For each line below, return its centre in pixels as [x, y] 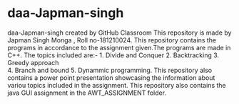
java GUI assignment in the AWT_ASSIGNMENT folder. [87, 93]
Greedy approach [33, 62]
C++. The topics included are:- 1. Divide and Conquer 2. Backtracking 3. [113, 55]
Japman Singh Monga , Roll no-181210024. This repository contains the [112, 40]
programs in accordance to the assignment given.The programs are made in [119, 47]
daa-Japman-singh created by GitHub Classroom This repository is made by [119, 33]
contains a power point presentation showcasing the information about [111, 77]
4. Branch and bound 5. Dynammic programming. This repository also [110, 70]
